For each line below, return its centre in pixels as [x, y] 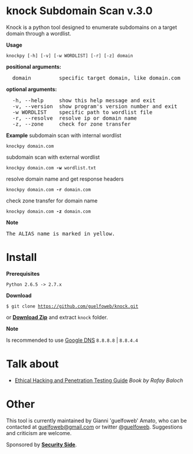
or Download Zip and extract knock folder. [57, 317]
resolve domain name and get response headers [65, 179]
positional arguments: [34, 67]
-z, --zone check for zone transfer [71, 124]
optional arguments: [32, 89]
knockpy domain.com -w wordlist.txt [51, 168]
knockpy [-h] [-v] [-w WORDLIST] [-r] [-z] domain [70, 55]
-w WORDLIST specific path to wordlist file [82, 112]
